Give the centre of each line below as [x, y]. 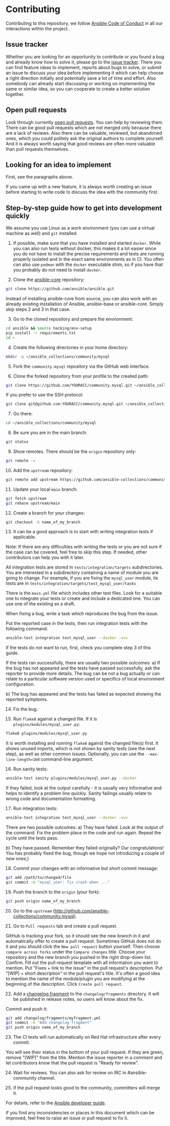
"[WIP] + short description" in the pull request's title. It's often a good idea [83, 973]
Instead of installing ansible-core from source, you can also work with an [81, 299]
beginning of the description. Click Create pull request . [64, 984]
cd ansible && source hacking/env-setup [49, 328]
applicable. [24, 537]
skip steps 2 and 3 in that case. [38, 309]
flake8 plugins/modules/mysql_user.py [46, 734]
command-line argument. [67, 759]
